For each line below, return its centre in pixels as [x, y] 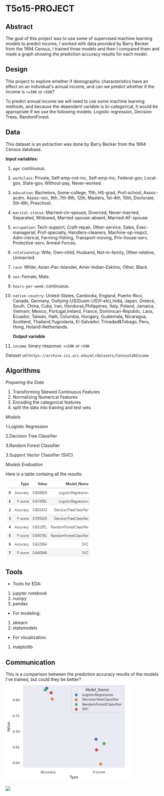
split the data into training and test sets [52, 408]
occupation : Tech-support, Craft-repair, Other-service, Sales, [74, 227]
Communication [31, 662]
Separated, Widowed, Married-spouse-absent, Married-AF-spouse [80, 218]
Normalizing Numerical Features [45, 397]
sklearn [20, 623]
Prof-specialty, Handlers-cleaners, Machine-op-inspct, [93, 232]
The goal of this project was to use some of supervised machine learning [79, 38]
